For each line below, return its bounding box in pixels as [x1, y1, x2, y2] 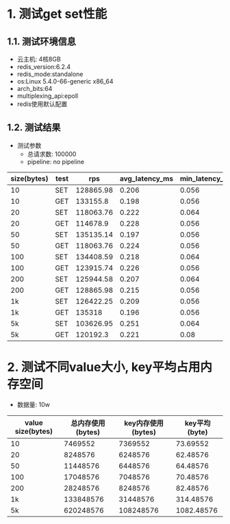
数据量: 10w [16, 400, 50, 408]
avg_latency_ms [119, 174, 173, 183]
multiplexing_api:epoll [16, 92, 79, 100]
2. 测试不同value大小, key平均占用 [7, 360, 201, 375]
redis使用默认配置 [16, 100, 68, 108]
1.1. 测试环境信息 [7, 36, 77, 47]
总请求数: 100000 [27, 150, 77, 158]
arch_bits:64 [16, 85, 53, 92]
